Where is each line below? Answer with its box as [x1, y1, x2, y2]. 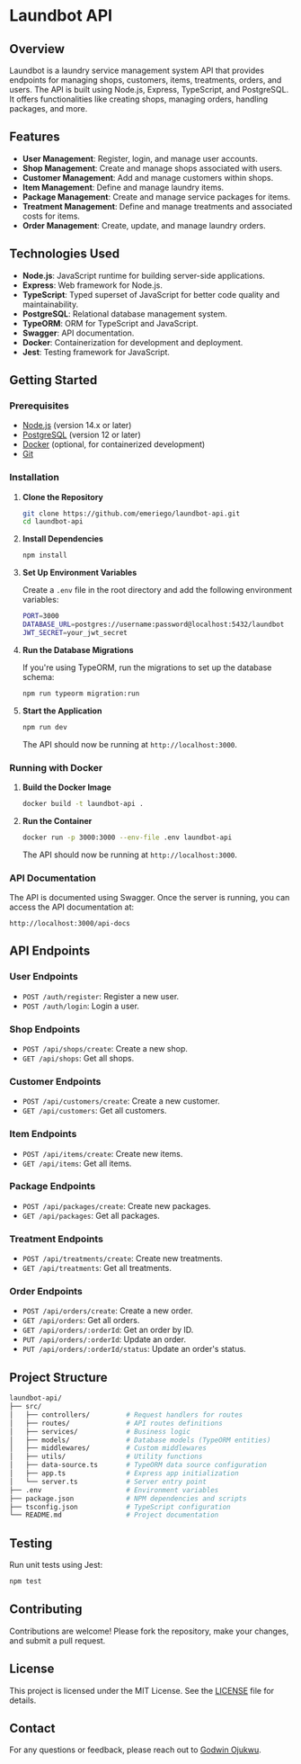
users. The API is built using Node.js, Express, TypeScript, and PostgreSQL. [9, 85, 289, 94]
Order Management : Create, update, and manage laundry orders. [22, 219, 267, 230]
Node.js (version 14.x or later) [22, 420, 132, 431]
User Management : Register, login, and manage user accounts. [22, 153, 258, 164]
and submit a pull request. [9, 1634, 106, 1646]
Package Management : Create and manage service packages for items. [22, 191, 291, 202]
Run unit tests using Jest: [9, 1560, 103, 1571]
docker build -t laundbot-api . [22, 799, 144, 808]
